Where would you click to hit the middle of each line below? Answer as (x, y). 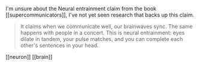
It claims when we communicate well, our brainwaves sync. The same (106, 26)
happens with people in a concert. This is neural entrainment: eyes (102, 33)
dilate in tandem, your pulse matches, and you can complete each (101, 39)
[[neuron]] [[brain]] (29, 57)
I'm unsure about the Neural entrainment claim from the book (81, 9)
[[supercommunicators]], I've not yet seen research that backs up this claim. (100, 15)
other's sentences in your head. (60, 45)
